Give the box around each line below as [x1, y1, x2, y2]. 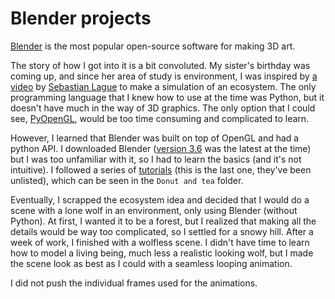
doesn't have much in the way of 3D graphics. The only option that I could [10, 102, 316, 114]
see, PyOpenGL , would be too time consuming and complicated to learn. [10, 112, 310, 124]
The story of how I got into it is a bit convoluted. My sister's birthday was [10, 59, 311, 71]
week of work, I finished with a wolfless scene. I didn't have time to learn [10, 236, 310, 248]
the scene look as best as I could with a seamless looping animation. [10, 257, 293, 269]
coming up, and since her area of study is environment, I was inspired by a [10, 70, 318, 82]
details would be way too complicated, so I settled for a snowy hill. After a [10, 225, 314, 237]
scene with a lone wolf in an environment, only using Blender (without [10, 204, 298, 216]
